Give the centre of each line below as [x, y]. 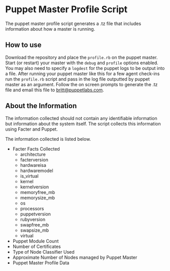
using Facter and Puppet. [32, 129]
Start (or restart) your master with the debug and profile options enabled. [82, 63]
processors [32, 208]
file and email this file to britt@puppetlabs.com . [55, 90]
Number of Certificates [37, 247]
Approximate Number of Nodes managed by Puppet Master [75, 257]
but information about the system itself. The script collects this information [83, 124]
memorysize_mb [38, 198]
